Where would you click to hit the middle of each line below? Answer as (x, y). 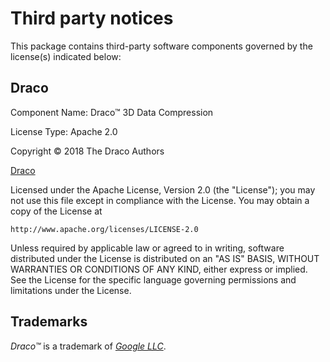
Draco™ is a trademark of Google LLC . (88, 346)
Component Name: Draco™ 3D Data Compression (112, 112)
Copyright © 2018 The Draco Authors (87, 151)
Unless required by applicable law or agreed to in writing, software (147, 248)
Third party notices (92, 18)
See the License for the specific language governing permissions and (153, 279)
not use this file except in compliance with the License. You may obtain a (160, 200)
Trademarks (49, 322)
